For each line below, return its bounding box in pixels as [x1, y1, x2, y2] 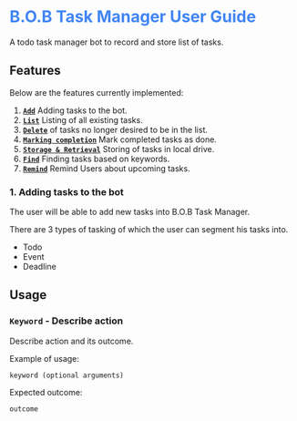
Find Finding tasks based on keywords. [22, 153, 170, 164]
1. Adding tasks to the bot [9, 185, 125, 198]
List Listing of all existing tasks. [22, 114, 143, 125]
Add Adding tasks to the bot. [22, 105, 128, 116]
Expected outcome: [9, 386, 83, 397]
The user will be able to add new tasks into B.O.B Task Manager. [9, 207, 251, 218]
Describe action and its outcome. [9, 335, 134, 346]
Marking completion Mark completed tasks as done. [22, 134, 217, 145]
